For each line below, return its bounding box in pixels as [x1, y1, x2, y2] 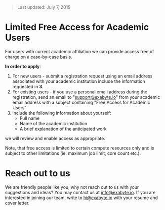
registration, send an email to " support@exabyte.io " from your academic [12, 94, 161, 100]
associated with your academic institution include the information [12, 78, 145, 84]
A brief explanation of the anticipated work [19, 126, 107, 132]
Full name [19, 115, 40, 121]
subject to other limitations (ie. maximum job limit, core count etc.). [5, 150, 141, 156]
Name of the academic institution [19, 120, 87, 126]
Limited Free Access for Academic [5, 22, 149, 33]
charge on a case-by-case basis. [5, 54, 73, 60]
